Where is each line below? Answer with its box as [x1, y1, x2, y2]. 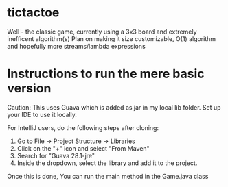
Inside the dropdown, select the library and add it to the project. [16, 159, 198, 167]
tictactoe [7, 5, 60, 21]
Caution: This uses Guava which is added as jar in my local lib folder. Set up [7, 103, 221, 111]
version [7, 81, 52, 97]
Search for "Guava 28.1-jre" [16, 151, 95, 160]
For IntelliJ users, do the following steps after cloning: [7, 123, 159, 132]
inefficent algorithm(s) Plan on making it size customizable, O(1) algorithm [7, 34, 216, 42]
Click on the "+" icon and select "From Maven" [16, 144, 150, 152]
